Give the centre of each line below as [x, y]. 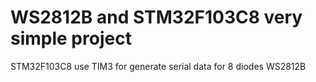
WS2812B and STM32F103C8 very [156, 17]
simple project [71, 38]
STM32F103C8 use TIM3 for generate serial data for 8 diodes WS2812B [158, 66]
